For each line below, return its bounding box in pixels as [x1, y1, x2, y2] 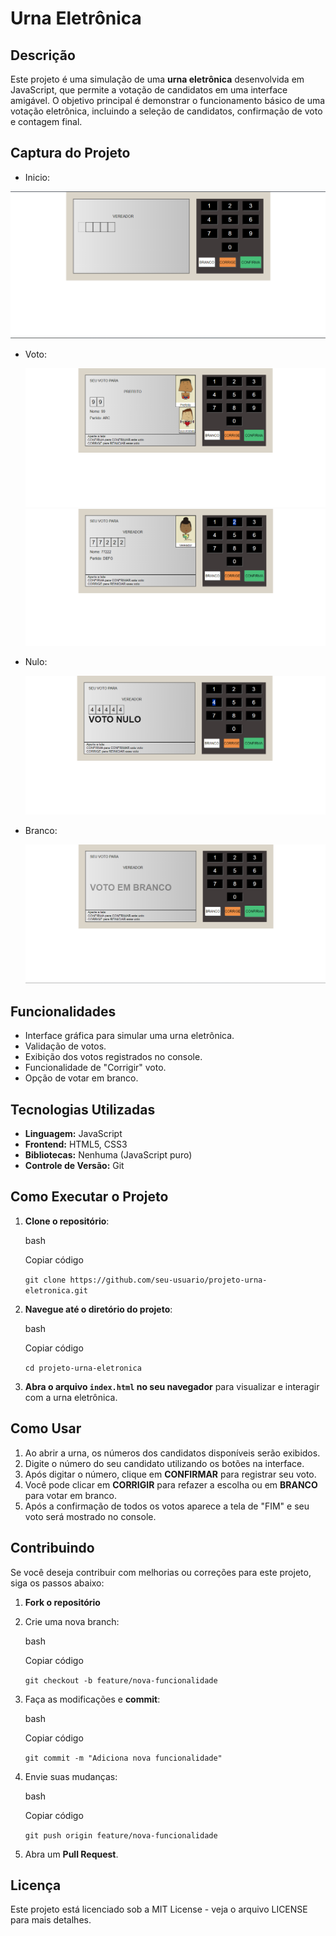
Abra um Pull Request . [24, 1848, 119, 1860]
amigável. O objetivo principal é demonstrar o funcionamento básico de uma [10, 95, 326, 106]
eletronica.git [24, 1285, 89, 1296]
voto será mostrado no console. [24, 1510, 157, 1522]
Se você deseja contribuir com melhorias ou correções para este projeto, [10, 1566, 312, 1578]
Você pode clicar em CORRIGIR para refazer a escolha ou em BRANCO [24, 1478, 318, 1491]
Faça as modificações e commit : [24, 1693, 161, 1705]
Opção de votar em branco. [24, 1072, 139, 1084]
